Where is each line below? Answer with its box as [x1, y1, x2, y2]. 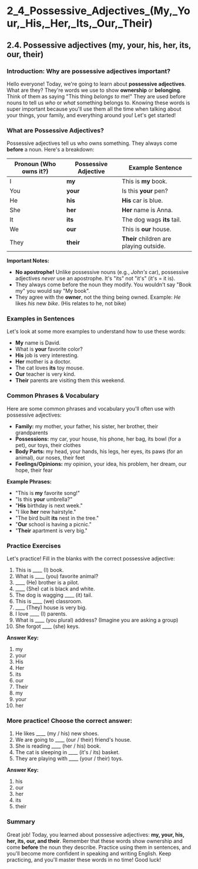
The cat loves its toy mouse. [15, 364, 84, 372]
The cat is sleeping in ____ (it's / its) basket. [15, 749, 120, 756]
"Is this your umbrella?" [15, 495, 73, 503]
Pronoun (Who [14, 160, 56, 168]
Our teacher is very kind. [15, 371, 76, 378]
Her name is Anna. [122, 206, 173, 214]
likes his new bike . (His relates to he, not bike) [15, 300, 126, 307]
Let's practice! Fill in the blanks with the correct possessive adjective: [6, 555, 175, 562]
